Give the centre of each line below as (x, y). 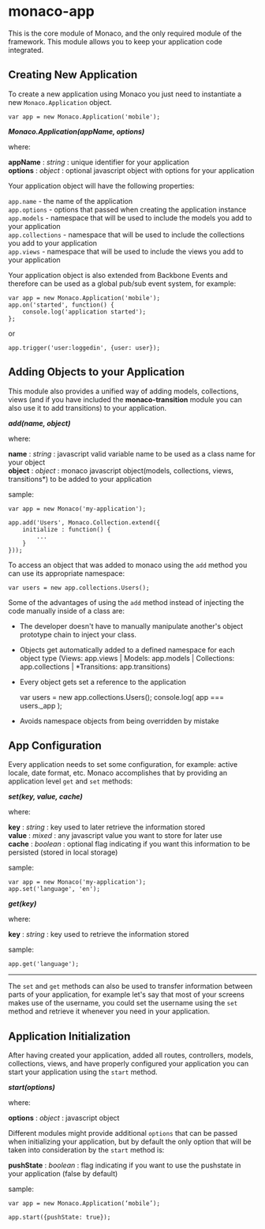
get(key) (22, 904)
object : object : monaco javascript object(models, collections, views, (121, 470)
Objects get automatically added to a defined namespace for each (127, 649)
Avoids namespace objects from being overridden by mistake (119, 720)
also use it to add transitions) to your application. (88, 408)
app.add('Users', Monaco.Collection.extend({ (84, 522)
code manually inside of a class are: (66, 611)
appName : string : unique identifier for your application (99, 162)
